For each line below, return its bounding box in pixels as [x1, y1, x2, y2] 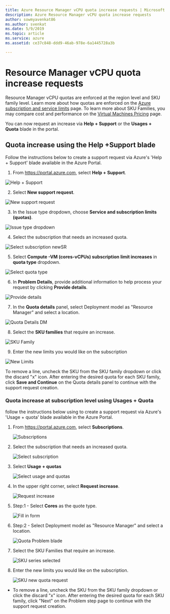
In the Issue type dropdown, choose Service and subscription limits [12, 209, 157, 215]
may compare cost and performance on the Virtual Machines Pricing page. [5, 110, 162, 117]
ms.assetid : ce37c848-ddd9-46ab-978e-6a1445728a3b [5, 41, 115, 46]
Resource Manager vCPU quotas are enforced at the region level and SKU [5, 95, 160, 101]
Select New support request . [12, 189, 75, 195]
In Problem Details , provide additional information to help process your [12, 279, 162, 285]
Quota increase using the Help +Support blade [5, 141, 156, 149]
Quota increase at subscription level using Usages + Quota [5, 397, 154, 404]
